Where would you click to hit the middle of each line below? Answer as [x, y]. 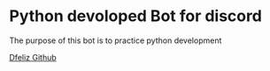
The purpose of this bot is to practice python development [116, 40]
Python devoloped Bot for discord [136, 16]
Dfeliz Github [33, 57]
